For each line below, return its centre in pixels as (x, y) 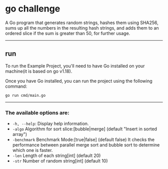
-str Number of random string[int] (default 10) (60, 161)
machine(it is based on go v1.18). (39, 71)
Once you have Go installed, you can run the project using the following (79, 81)
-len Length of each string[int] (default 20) (56, 155)
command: (16, 86)
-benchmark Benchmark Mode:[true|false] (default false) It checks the (83, 140)
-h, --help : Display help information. (50, 124)
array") (20, 134)
